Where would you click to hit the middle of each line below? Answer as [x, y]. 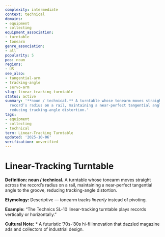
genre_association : [25, 46]
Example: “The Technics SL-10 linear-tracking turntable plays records [76, 209]
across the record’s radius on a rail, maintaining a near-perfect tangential [79, 185]
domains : [14, 19]
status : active [21, 96]
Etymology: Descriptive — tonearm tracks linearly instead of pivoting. [76, 200]
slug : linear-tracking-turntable [39, 92]
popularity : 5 [20, 55]
